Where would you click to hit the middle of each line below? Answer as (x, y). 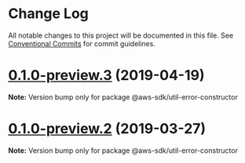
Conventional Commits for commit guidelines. (82, 43)
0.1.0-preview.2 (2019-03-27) (107, 129)
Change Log (48, 14)
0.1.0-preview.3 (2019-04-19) (106, 76)
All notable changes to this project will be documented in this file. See (121, 35)
